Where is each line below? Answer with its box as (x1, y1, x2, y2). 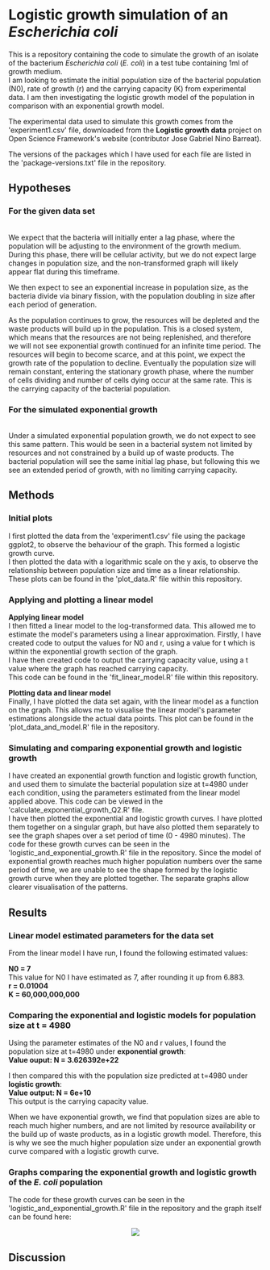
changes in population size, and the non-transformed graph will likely (8, 258, 239, 268)
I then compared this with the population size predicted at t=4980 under (8, 1071, 248, 1080)
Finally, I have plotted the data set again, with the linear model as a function (8, 696, 260, 706)
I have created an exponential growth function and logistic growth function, (8, 771, 258, 780)
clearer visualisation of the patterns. (8, 882, 128, 892)
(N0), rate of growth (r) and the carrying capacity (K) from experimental (8, 83, 247, 94)
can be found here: (8, 1212, 72, 1222)
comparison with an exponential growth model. (8, 101, 164, 111)
